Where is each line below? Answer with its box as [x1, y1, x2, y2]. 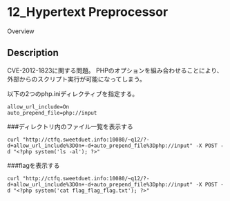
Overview [7, 27, 35, 35]
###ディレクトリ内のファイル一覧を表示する [7, 122, 133, 131]
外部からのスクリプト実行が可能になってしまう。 [7, 75, 146, 83]
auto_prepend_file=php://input [7, 109, 97, 116]
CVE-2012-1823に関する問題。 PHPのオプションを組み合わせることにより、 [7, 66, 223, 75]
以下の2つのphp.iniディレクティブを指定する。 [7, 89, 139, 97]
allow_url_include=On [7, 103, 70, 111]
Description [7, 47, 59, 59]
